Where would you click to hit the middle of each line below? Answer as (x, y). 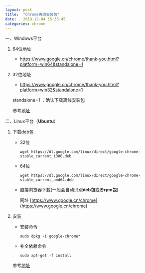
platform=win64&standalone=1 (51, 64)
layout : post (19, 10)
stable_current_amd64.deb (47, 180)
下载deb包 (23, 132)
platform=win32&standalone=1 (51, 90)
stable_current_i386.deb (46, 156)
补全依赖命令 (33, 246)
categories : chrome (25, 24)
